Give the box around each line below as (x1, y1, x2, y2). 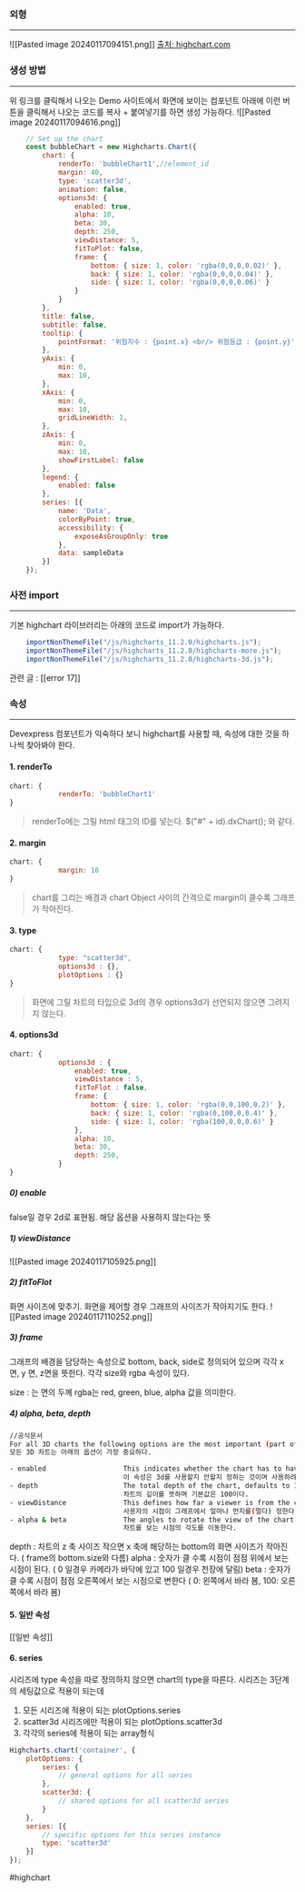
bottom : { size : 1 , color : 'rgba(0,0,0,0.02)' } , (90, 261, 282, 270)
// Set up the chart (25, 134, 103, 143)
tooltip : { (42, 329, 84, 338)
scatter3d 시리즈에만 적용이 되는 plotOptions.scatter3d (22, 1715, 222, 1726)
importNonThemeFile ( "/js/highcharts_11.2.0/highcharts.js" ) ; (25, 638, 261, 647)
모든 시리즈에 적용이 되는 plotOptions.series (22, 1705, 182, 1715)
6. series (9, 1653, 44, 1664)
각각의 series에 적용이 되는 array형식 (22, 1727, 155, 1738)
